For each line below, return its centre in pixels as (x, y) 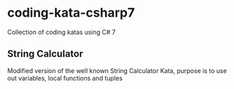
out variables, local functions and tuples (65, 78)
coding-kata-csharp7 (71, 13)
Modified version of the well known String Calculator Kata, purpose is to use (117, 70)
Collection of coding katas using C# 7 (61, 32)
